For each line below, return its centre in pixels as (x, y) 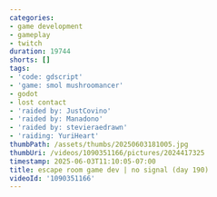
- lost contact (38, 102)
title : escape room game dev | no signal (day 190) (109, 170)
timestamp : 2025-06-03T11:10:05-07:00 (83, 161)
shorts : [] (30, 60)
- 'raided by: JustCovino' (60, 111)
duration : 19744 (40, 52)
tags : (20, 69)
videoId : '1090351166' (52, 178)
